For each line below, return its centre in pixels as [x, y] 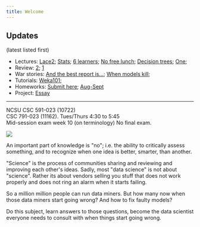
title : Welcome [25, 12]
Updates [22, 36]
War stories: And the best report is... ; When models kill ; [82, 74]
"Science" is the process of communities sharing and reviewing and [89, 163]
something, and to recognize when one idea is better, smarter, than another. [99, 152]
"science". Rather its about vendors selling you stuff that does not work [93, 176]
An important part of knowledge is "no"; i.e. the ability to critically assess [96, 146]
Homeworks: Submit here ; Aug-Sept [59, 87]
